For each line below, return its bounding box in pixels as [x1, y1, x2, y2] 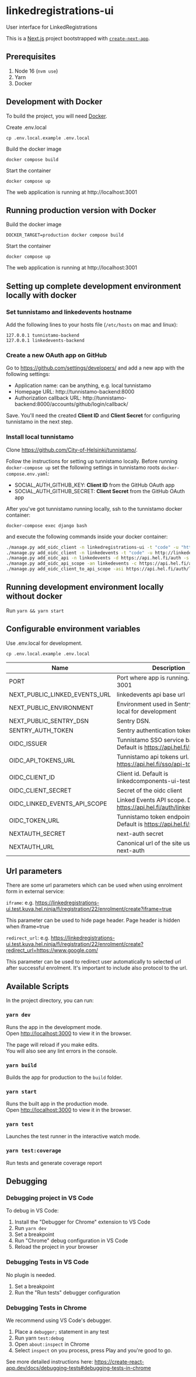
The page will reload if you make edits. [6, 1041, 99, 1048]
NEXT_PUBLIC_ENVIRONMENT [9, 703, 94, 712]
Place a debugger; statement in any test [14, 1328, 109, 1335]
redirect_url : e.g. [6, 934, 50, 941]
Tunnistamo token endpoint [116, 812, 192, 821]
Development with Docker [6, 97, 103, 107]
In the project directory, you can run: [6, 997, 94, 1004]
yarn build [6, 1062, 37, 1068]
